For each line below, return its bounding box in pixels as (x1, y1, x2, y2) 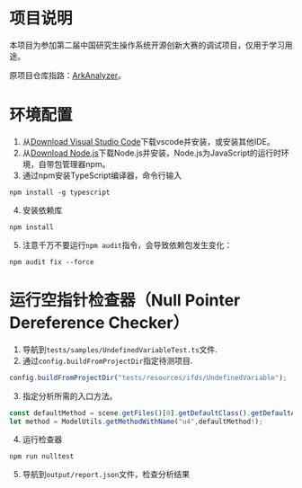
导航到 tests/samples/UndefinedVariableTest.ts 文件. (22, 343, 218, 355)
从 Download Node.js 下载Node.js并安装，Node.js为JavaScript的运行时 (22, 147, 281, 158)
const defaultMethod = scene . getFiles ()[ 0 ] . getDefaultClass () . (9, 408, 252, 418)
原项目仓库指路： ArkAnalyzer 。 (9, 69, 126, 81)
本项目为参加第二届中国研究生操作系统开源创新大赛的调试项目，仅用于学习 (9, 40, 285, 50)
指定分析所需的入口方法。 (22, 390, 118, 401)
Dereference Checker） (9, 313, 190, 333)
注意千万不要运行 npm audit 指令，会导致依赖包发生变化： (22, 239, 233, 250)
